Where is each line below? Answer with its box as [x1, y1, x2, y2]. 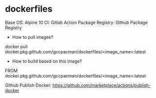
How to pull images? [12, 34, 53, 40]
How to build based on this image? [12, 58, 82, 64]
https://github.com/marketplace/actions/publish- [52, 82, 151, 88]
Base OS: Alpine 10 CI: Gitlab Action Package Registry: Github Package [5, 20, 148, 25]
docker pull [5, 43, 28, 49]
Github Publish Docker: [5, 82, 51, 88]
